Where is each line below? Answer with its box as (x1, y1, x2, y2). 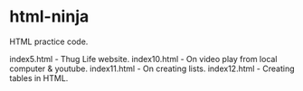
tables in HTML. (9, 72, 69, 83)
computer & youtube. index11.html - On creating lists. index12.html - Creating (9, 63, 295, 74)
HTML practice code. (9, 36, 89, 47)
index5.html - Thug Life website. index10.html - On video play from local (9, 53, 278, 64)
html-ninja (9, 6, 90, 27)
